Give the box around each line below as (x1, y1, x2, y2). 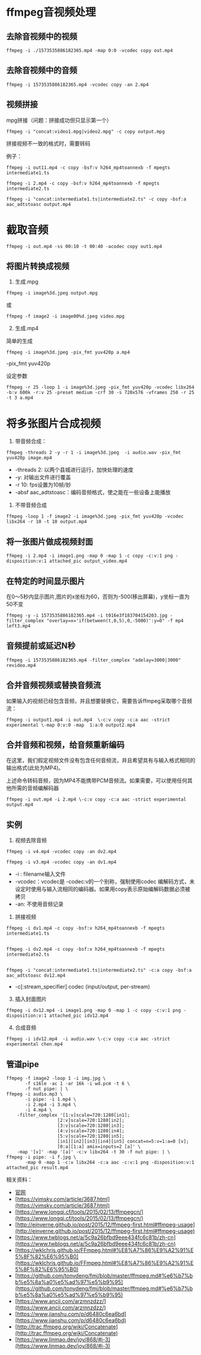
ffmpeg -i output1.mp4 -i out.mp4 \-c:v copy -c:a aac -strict (6, 717, 170, 723)
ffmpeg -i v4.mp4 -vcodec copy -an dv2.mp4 (6, 849, 117, 855)
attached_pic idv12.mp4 (49, 1013, 109, 1019)
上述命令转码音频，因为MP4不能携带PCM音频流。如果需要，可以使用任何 (6, 777, 188, 784)
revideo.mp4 (6, 662, 36, 668)
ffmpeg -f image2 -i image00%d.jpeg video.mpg (6, 314, 125, 320)
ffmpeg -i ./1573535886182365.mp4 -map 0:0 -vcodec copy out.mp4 (6, 47, 173, 53)
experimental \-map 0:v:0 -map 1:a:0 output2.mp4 (6, 722, 136, 728)
